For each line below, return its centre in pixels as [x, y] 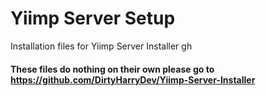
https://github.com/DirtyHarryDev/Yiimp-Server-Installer [133, 79]
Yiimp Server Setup [93, 18]
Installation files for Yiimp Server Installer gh [101, 46]
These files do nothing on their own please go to [112, 69]
